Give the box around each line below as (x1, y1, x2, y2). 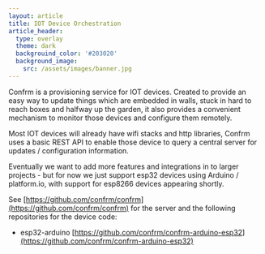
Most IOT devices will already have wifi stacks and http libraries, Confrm (8, 128, 250, 138)
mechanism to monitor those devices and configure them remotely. (8, 113, 233, 123)
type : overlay (15, 34, 63, 43)
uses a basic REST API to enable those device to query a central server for (8, 137, 258, 147)
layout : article (8, 11, 63, 20)
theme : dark (15, 42, 57, 50)
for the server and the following (130, 203, 237, 213)
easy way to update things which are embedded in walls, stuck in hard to (8, 95, 252, 105)
